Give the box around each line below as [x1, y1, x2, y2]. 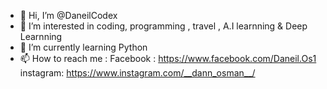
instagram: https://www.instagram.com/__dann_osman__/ [19, 67, 256, 79]
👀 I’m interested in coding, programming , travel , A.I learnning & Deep [19, 20, 308, 32]
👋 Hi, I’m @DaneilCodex [19, 10, 118, 21]
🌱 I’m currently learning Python [19, 41, 148, 53]
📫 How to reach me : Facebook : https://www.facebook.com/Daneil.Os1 [19, 53, 317, 64]
